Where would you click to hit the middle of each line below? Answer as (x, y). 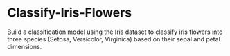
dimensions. (25, 46)
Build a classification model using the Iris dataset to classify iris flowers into (115, 32)
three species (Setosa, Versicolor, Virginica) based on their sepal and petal (114, 39)
